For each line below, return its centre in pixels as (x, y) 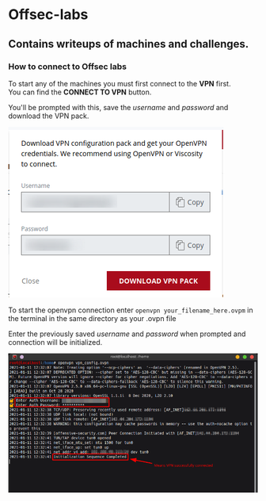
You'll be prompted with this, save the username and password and (118, 107)
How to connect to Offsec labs (68, 67)
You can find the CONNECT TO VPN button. (80, 92)
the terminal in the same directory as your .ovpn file (92, 318)
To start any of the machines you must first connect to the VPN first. (120, 83)
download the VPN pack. (49, 116)
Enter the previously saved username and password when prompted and (127, 334)
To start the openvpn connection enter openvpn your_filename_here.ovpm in (131, 310)
